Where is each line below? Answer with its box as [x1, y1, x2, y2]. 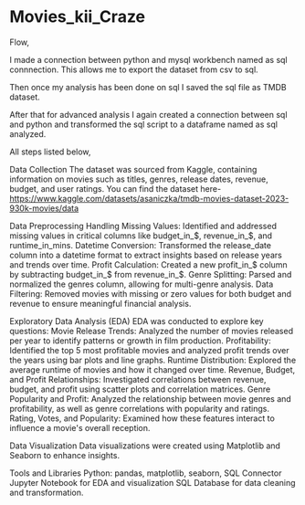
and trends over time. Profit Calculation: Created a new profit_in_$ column [9, 258, 288, 270]
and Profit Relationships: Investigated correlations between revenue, [9, 373, 267, 384]
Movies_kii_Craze [9, 6, 146, 27]
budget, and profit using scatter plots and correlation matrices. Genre [9, 384, 271, 395]
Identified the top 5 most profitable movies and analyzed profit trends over [9, 344, 289, 355]
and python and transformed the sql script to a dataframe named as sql [9, 119, 279, 130]
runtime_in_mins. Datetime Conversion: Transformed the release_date [9, 239, 272, 250]
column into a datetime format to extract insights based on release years [9, 249, 283, 260]
